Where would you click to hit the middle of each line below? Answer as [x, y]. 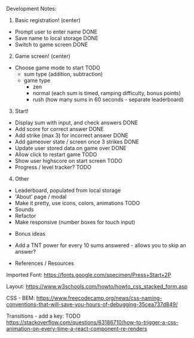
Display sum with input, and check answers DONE [76, 123]
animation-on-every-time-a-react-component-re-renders [77, 329]
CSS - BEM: [21, 298]
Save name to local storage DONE [56, 38]
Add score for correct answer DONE [59, 129]
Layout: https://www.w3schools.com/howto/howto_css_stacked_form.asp [97, 286]
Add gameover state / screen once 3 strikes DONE [77, 142]
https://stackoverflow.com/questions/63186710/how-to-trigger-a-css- [93, 322]
